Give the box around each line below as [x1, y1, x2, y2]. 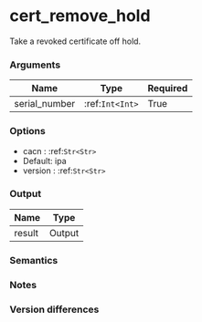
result [14, 226, 39, 239]
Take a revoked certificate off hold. [9, 36, 142, 47]
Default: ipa [22, 155, 67, 166]
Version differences [9, 303, 100, 316]
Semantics [9, 254, 58, 266]
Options [9, 125, 46, 138]
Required [147, 82, 188, 95]
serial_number [14, 98, 76, 110]
